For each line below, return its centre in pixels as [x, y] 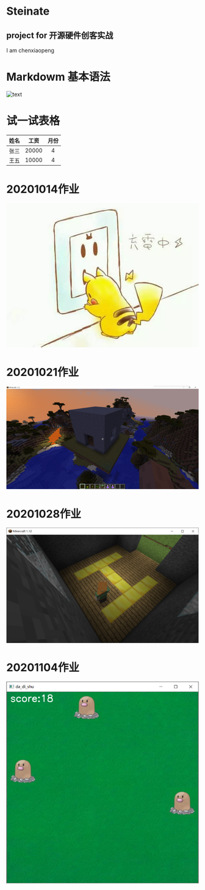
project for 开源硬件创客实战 [60, 35]
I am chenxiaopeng [31, 50]
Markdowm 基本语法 [59, 77]
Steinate [28, 11]
